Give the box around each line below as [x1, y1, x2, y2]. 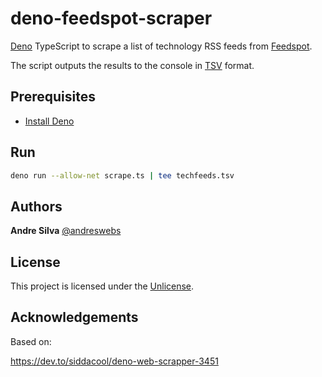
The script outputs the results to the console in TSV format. [10, 59, 255, 71]
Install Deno [24, 115, 75, 127]
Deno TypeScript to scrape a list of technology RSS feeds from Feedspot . [10, 40, 313, 52]
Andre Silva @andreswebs [10, 225, 122, 237]
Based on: [10, 335, 52, 347]
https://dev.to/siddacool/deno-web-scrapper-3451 [10, 355, 219, 367]
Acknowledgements [10, 309, 139, 326]
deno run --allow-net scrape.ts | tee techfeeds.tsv [10, 170, 235, 181]
